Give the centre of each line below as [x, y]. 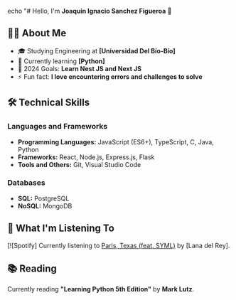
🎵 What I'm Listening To [61, 229]
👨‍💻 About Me [37, 33]
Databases [26, 183]
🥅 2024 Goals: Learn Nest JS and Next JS [80, 68]
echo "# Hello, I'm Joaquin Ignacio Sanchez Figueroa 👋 [90, 11]
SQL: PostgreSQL [43, 198]
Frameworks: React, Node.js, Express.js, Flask [86, 157]
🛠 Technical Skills [49, 103]
